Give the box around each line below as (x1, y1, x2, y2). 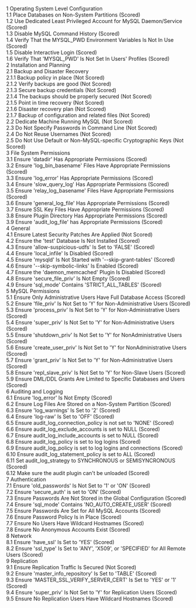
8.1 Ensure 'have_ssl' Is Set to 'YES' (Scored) (6, 539, 115, 545)
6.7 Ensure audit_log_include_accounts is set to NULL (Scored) (6, 432, 159, 439)
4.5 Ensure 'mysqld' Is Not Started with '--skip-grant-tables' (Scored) (6, 256, 175, 263)
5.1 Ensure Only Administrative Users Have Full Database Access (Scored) (6, 294, 186, 301)
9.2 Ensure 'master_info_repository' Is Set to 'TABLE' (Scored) (6, 570, 157, 577)
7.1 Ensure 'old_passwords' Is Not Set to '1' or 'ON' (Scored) (6, 482, 151, 489)
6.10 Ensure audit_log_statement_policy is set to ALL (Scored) (6, 451, 155, 457)
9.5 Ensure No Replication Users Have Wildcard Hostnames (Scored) (6, 595, 174, 602)
